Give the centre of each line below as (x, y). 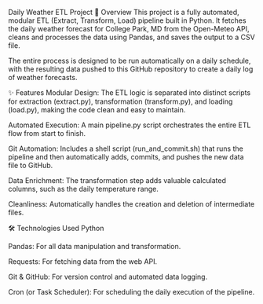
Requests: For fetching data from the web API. (83, 262)
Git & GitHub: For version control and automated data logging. (108, 277)
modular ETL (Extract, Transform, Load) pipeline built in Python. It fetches (127, 20)
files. (16, 212)
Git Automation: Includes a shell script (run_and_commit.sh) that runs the (126, 148)
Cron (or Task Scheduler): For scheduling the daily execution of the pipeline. (131, 292)
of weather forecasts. (43, 77)
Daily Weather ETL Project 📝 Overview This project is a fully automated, (124, 12)
